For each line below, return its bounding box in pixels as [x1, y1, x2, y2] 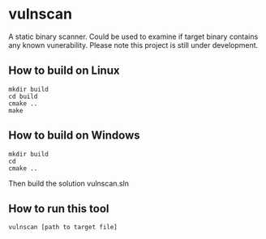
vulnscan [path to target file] [8, 224, 118, 232]
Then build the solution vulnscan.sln [8, 178, 130, 188]
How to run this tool [8, 202, 109, 216]
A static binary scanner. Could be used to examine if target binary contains [8, 32, 259, 41]
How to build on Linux [8, 64, 120, 78]
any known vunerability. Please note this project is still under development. [8, 40, 259, 49]
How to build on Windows [8, 129, 140, 143]
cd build [8, 92, 38, 100]
